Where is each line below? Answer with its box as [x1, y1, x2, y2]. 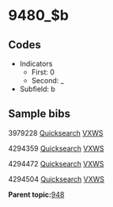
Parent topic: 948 [8, 190, 65, 199]
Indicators [19, 59, 53, 68]
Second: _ [31, 76, 65, 85]
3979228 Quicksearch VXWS [8, 128, 104, 137]
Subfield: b [19, 84, 55, 94]
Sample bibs [8, 107, 71, 121]
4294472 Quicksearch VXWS [8, 159, 104, 168]
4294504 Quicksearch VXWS [8, 174, 105, 184]
